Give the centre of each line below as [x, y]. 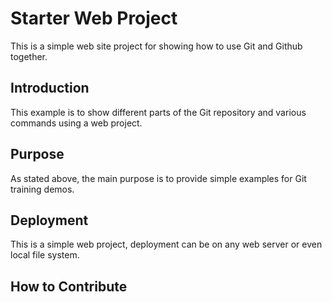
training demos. [42, 189]
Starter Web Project [94, 18]
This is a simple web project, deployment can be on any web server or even [166, 244]
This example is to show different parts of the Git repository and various [158, 112]
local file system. [45, 255]
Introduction [50, 88]
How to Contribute [69, 286]
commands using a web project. [76, 123]
